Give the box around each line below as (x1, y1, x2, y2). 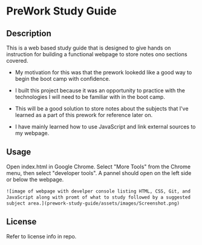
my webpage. (15, 130, 50, 136)
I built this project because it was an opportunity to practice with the (15, 87, 186, 94)
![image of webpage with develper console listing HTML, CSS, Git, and (6, 188, 191, 194)
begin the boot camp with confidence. (15, 75, 111, 82)
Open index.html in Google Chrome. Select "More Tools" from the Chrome (6, 163, 191, 170)
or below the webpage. (6, 176, 64, 183)
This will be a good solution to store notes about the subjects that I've (15, 105, 189, 112)
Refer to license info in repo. (6, 232, 77, 240)
